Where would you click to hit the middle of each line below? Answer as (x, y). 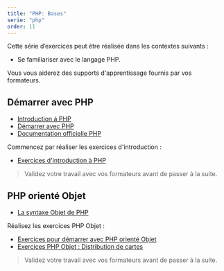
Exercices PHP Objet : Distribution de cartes (80, 246)
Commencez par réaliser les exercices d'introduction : (84, 147)
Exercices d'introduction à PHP (61, 161)
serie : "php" (26, 20)
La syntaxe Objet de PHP (53, 212)
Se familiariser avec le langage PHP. (69, 60)
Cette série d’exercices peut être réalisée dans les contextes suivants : (108, 46)
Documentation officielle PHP (59, 134)
